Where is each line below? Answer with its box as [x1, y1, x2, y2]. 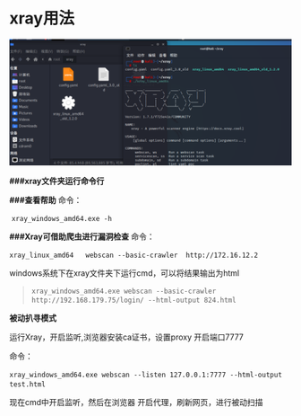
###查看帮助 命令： [9, 195, 82, 206]
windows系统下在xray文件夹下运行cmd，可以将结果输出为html [9, 268, 240, 279]
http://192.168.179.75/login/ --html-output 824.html [30, 296, 236, 305]
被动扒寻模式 [9, 313, 56, 323]
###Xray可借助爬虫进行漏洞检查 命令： [9, 231, 155, 243]
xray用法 [9, 8, 74, 29]
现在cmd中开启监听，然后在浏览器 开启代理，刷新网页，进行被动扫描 [9, 397, 263, 408]
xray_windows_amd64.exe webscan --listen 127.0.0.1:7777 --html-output [9, 370, 282, 380]
